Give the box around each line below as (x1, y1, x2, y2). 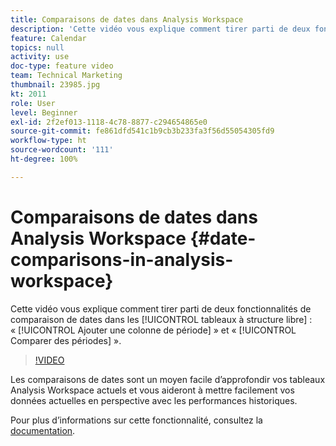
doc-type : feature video (10, 61, 114, 71)
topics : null (10, 42, 65, 53)
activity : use (10, 52, 70, 62)
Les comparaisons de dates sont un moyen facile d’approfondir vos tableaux (10, 373, 326, 385)
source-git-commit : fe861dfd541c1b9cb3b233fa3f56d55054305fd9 (10, 126, 275, 136)
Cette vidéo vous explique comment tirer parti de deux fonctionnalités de (10, 302, 312, 315)
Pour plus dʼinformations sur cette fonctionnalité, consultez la (10, 414, 263, 426)
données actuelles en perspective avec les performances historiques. (10, 394, 298, 406)
